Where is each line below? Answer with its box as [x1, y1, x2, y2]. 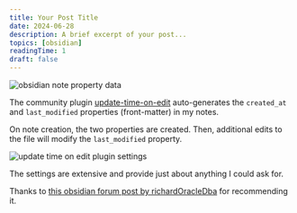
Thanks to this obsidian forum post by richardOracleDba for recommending [9, 186, 288, 196]
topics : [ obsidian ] [9, 38, 83, 48]
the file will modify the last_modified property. [9, 134, 183, 144]
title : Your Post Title [9, 13, 99, 22]
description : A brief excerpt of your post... [9, 30, 187, 39]
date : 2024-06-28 [9, 22, 75, 31]
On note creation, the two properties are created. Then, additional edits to [9, 124, 283, 135]
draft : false [9, 55, 58, 64]
